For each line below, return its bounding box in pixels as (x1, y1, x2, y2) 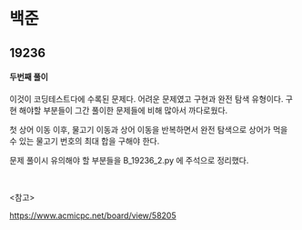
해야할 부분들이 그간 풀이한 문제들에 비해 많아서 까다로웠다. (18, 105, 228, 115)
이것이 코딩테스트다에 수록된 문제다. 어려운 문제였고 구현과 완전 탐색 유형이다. (9, 93, 284, 105)
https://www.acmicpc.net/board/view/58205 (9, 210, 177, 221)
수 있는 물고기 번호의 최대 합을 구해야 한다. (9, 135, 160, 146)
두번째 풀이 (9, 72, 48, 83)
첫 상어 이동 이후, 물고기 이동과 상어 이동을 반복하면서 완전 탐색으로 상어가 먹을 (9, 124, 288, 135)
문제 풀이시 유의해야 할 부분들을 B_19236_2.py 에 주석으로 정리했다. (9, 155, 249, 165)
